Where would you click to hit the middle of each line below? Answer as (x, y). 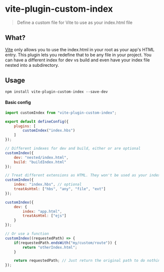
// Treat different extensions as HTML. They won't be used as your (76, 175)
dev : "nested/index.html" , (41, 157)
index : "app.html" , (42, 211)
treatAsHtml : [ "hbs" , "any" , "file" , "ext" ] (60, 189)
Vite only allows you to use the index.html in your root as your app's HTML (80, 49)
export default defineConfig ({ (37, 121)
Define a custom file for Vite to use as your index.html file (75, 22)
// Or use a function (27, 234)
